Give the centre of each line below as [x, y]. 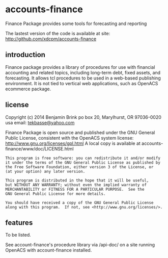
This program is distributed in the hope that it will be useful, [77, 180]
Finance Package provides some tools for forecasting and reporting [76, 23]
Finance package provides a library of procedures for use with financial [80, 67]
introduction [25, 55]
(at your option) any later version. [45, 171]
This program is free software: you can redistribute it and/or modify [83, 158]
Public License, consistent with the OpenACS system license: [69, 138]
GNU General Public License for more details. [55, 194]
